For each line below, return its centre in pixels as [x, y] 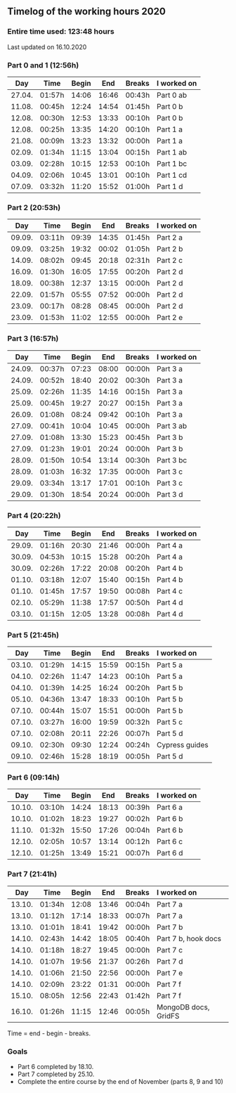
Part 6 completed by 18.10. [55, 1067]
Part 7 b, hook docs [189, 938]
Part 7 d [170, 961]
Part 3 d [170, 494]
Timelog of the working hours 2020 [87, 12]
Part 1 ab [172, 152]
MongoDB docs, [183, 1007]
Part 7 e [170, 973]
